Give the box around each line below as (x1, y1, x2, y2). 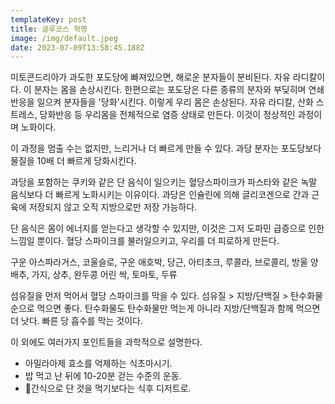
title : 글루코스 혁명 (10, 24, 88, 34)
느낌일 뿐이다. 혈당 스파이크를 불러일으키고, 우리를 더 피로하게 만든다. (10, 235, 280, 247)
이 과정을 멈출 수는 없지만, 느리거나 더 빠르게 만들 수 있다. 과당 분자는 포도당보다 (10, 142, 322, 155)
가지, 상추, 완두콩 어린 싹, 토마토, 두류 (31, 269, 178, 281)
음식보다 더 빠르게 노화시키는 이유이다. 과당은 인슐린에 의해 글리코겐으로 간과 (10, 189, 310, 201)
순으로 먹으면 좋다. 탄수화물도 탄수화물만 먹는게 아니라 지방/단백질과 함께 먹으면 (10, 302, 321, 315)
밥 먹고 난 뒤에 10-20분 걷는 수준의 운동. (24, 370, 182, 382)
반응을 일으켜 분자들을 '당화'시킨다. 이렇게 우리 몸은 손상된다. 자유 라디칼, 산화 (10, 96, 314, 108)
